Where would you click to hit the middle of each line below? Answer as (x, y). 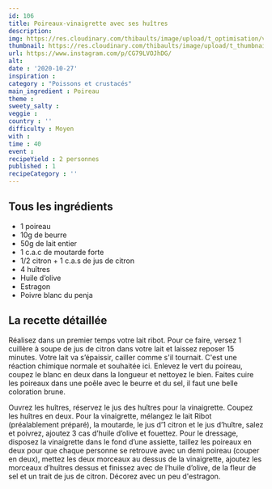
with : (19, 136)
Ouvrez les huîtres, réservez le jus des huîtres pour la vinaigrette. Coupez (131, 407)
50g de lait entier (49, 243)
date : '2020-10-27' (43, 69)
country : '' (30, 121)
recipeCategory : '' (43, 174)
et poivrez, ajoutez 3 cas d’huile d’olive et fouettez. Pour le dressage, (123, 433)
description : (30, 31)
